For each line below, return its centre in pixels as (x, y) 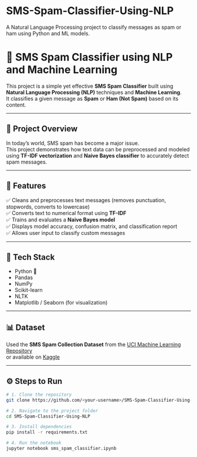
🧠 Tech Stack (30, 257)
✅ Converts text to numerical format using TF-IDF (66, 213)
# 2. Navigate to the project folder (52, 410)
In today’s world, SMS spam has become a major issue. (73, 143)
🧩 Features (26, 186)
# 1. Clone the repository (39, 395)
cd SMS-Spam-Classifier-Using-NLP (48, 416)
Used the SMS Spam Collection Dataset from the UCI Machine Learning (94, 345)
